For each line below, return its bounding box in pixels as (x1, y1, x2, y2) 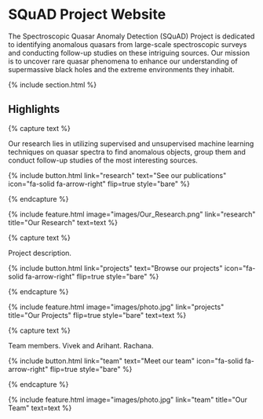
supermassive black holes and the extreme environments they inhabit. (8, 64, 235, 74)
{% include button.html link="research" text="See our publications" (8, 170, 227, 180)
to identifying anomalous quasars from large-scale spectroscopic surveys (8, 39, 247, 49)
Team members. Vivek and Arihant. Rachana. (8, 341, 154, 350)
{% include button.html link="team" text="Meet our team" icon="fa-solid (8, 355, 243, 366)
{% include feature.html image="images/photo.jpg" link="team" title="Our (8, 395, 247, 404)
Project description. (8, 248, 72, 257)
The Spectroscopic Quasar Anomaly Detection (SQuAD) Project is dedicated (8, 31, 255, 41)
